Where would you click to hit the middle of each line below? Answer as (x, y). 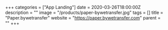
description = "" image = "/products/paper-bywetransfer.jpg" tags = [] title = (84, 12)
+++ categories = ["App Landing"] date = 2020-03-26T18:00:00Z (73, 7)
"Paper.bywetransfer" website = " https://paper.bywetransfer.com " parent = (83, 18)
